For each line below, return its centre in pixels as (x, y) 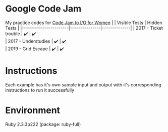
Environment (33, 110)
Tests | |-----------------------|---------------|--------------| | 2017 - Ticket (84, 28)
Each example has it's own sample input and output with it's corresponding (83, 85)
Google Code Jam (43, 9)
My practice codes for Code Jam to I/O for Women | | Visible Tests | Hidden (84, 23)
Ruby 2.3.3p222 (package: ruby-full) (43, 124)
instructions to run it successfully (40, 90)
